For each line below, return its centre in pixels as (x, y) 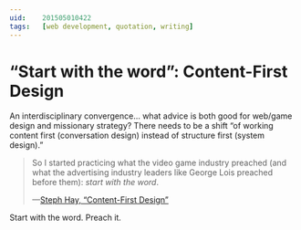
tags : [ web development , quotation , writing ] (102, 26)
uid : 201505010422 (51, 18)
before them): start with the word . (95, 183)
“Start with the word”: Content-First (149, 72)
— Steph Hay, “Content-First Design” (100, 200)
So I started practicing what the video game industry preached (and (159, 163)
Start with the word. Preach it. (65, 218)
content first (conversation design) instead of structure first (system (137, 136)
